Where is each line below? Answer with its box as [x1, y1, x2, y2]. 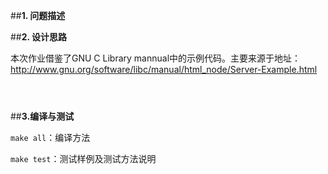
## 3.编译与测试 [10, 110, 75, 122]
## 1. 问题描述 [10, 10, 66, 21]
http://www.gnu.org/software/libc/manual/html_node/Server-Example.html [10, 64, 318, 75]
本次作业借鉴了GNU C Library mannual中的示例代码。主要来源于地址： [10, 52, 302, 64]
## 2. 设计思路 [10, 31, 68, 43]
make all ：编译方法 [10, 132, 91, 143]
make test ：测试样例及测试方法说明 [10, 153, 157, 164]
